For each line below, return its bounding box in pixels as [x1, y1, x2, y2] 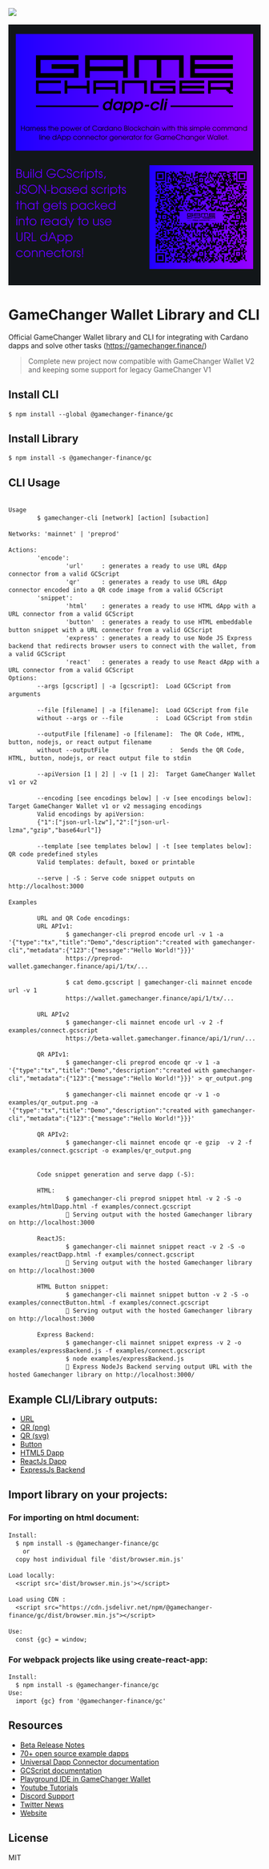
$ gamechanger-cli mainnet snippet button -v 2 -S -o [65, 1291, 249, 1299]
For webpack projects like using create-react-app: [8, 1654, 208, 1665]
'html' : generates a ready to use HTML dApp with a [65, 602, 256, 610]
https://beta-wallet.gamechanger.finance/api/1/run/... [65, 1035, 256, 1043]
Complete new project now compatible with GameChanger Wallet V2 [27, 356, 255, 366]
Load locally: [8, 1571, 56, 1579]
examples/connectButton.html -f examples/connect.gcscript [8, 1299, 210, 1307]
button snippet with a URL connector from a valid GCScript [8, 626, 214, 634]
